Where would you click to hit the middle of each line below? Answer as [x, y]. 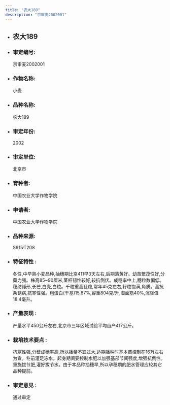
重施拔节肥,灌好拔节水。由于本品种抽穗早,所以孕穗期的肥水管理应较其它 [87, 365]
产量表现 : [25, 314]
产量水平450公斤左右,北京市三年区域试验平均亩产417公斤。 [74, 325]
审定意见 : [25, 385]
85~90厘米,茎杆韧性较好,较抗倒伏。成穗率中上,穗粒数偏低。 [101, 280]
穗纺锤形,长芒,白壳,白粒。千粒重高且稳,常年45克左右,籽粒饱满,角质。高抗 [88, 286]
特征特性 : [25, 262]
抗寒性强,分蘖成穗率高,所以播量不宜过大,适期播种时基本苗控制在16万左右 [88, 352]
